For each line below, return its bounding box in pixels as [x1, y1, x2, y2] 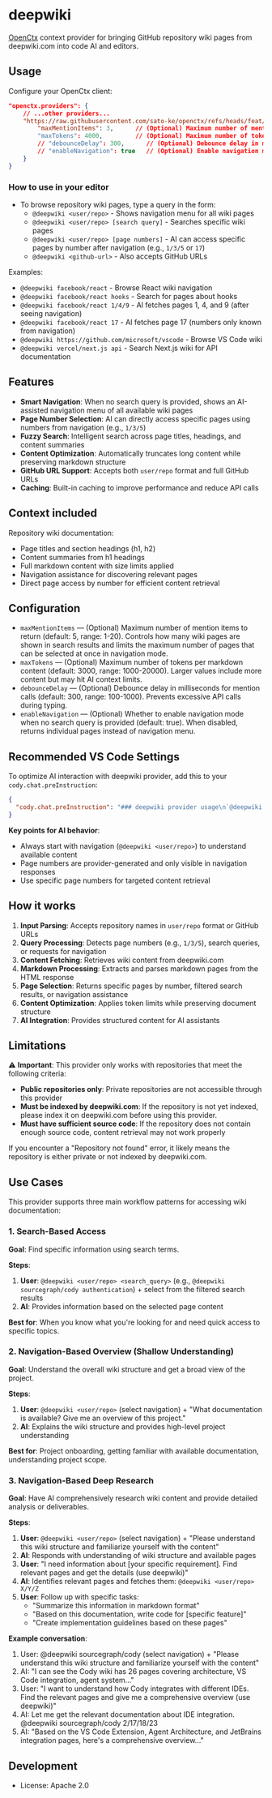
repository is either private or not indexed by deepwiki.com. [8, 1152, 207, 1162]
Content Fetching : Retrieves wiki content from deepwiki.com [19, 955, 224, 965]
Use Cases [8, 1175, 64, 1189]
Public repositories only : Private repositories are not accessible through [19, 1085, 262, 1094]
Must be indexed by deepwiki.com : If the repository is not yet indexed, [19, 1102, 259, 1111]
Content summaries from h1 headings [19, 552, 146, 562]
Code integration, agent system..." [19, 1676, 135, 1685]
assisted [19, 405, 49, 415]
